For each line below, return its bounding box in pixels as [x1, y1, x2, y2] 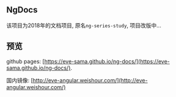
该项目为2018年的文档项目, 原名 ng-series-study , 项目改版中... [6, 21, 162, 29]
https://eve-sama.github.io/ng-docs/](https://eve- [44, 58, 170, 65]
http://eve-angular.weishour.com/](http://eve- [32, 76, 148, 84]
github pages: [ [6, 58, 45, 65]
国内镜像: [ [6, 76, 34, 84]
